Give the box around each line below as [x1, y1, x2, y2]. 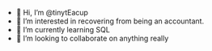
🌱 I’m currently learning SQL [15, 25, 111, 34]
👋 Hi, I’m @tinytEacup [15, 8, 89, 17]
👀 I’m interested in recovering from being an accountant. [15, 16, 205, 26]
